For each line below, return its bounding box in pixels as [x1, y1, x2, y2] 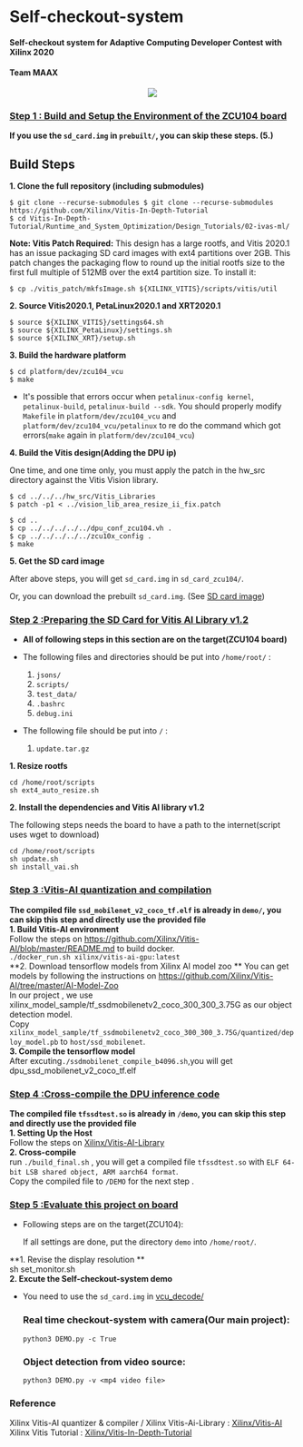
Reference [9, 1396, 56, 1409]
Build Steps [9, 156, 75, 172]
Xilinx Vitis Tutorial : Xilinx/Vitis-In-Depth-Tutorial [9, 1427, 192, 1438]
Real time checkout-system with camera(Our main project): [22, 1314, 290, 1326]
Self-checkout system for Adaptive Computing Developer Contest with [9, 36, 283, 47]
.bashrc [35, 700, 65, 709]
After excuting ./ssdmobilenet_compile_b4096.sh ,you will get [9, 1055, 233, 1066]
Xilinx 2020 [9, 46, 54, 57]
